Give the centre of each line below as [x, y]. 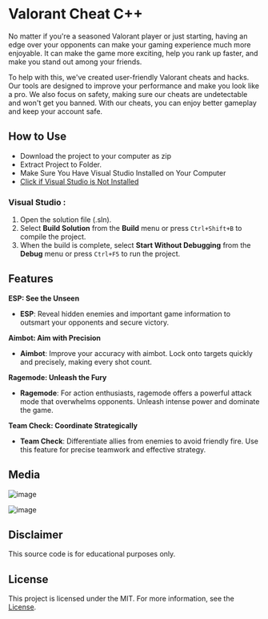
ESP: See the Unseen [44, 298]
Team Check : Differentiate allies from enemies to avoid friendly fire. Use [139, 441]
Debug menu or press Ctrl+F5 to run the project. [100, 254]
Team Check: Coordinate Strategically [73, 425]
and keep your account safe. [55, 111]
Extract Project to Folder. [61, 164]
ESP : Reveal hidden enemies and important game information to [125, 314]
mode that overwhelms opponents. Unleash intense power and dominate [140, 401]
